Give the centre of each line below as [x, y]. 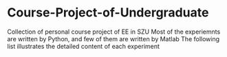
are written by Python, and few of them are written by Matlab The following [113, 38]
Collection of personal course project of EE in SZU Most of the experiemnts [114, 32]
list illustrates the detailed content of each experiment [84, 46]
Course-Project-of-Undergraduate [108, 13]
